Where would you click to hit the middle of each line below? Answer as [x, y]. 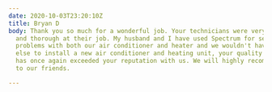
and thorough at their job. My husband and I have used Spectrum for [135, 38]
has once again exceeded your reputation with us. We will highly [130, 61]
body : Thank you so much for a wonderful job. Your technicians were [128, 31]
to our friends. [43, 69]
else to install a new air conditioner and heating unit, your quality [139, 53]
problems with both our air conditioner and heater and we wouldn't [134, 46]
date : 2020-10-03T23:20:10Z [56, 16]
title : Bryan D [34, 23]
